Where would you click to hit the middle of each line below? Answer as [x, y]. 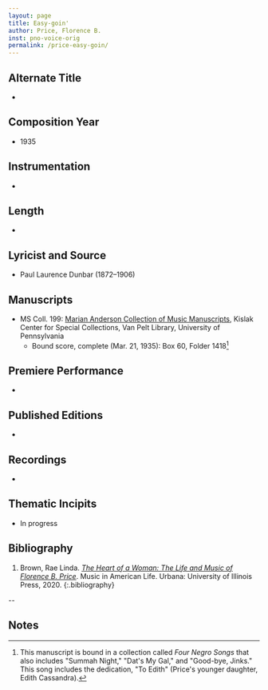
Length [26, 211]
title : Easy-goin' [39, 23]
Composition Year [54, 122]
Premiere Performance [66, 371]
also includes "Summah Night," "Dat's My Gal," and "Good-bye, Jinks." [136, 660]
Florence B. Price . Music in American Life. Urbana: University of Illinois [136, 576]
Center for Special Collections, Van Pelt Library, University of [120, 327]
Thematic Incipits [53, 504]
